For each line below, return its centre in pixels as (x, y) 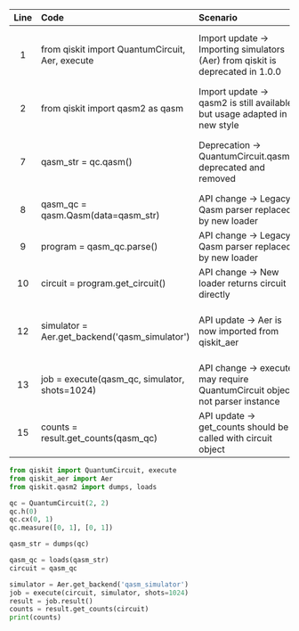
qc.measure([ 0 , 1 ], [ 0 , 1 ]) (61, 528)
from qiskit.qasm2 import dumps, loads (83, 487)
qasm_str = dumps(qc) (49, 544)
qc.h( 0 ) (24, 512)
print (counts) (36, 618)
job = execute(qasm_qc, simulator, (113, 379)
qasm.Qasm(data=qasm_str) (100, 215)
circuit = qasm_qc (43, 568)
